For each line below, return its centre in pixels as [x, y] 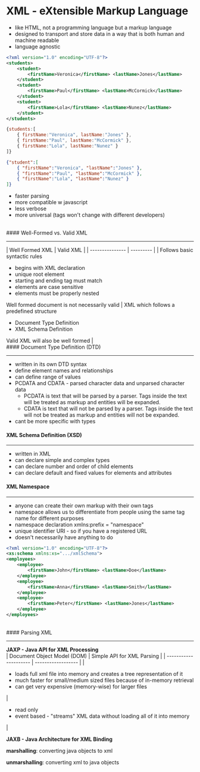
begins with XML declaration [50, 268]
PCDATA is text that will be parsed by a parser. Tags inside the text [105, 396]
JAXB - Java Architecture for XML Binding [60, 739]
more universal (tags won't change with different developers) [90, 215]
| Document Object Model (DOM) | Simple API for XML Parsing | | [86, 656]
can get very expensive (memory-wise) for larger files [81, 686]
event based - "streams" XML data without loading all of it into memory [102, 716]
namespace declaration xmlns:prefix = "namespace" [79, 524]
